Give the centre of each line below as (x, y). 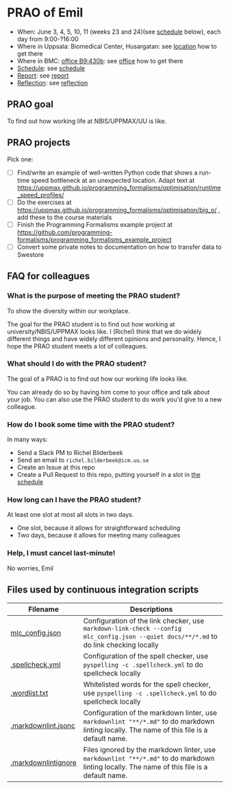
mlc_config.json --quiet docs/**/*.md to (150, 636)
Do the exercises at (44, 202)
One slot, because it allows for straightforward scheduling (99, 528)
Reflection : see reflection (52, 82)
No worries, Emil (30, 568)
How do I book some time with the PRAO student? (91, 424)
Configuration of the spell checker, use (146, 656)
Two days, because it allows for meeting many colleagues (99, 535)
